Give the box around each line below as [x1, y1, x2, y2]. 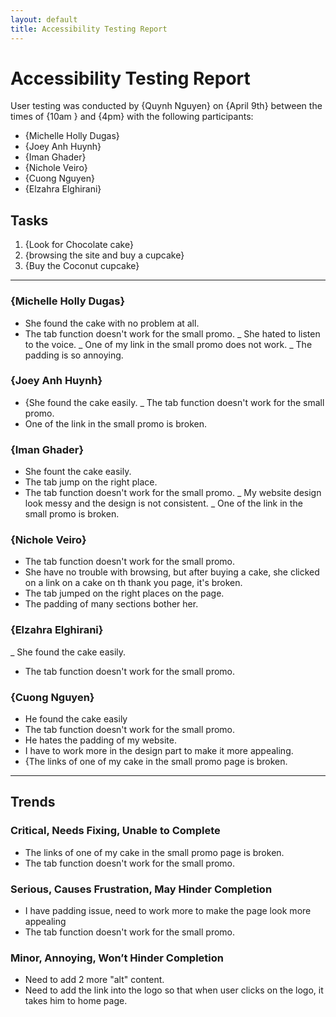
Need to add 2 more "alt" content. [24, 974, 165, 986]
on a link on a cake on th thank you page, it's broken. [24, 577, 243, 589]
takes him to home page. [24, 995, 128, 1007]
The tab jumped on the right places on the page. [24, 587, 225, 600]
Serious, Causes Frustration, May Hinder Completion [10, 882, 273, 896]
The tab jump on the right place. [24, 476, 158, 488]
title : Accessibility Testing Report [10, 24, 168, 34]
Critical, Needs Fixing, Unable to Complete [10, 824, 221, 838]
